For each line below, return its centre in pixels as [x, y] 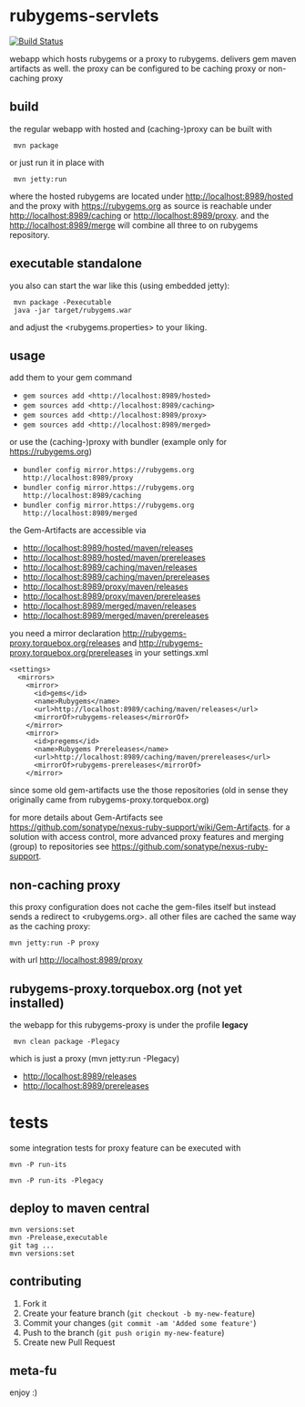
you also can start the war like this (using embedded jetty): [120, 285]
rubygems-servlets [84, 16]
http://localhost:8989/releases [80, 1076]
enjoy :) [24, 1392]
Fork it [35, 1303]
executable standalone [76, 264]
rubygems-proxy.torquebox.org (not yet [126, 989]
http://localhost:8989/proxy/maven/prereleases [112, 596]
